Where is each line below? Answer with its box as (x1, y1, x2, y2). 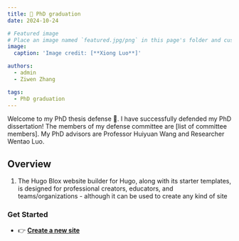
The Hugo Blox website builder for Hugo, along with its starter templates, (17, 177, 232, 186)
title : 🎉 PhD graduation (7, 10, 81, 18)
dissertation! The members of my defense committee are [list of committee (7, 122, 228, 131)
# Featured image (7, 30, 59, 37)
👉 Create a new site (17, 226, 80, 235)
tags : (7, 88, 23, 96)
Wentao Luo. (7, 137, 45, 146)
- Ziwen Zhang (14, 75, 55, 82)
